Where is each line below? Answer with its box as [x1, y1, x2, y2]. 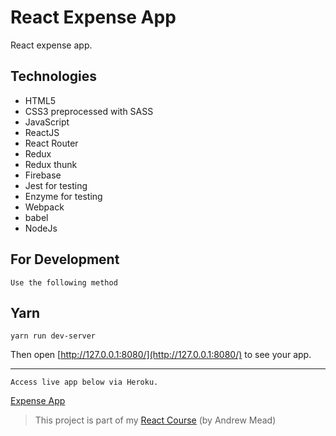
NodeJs [24, 222, 58, 234]
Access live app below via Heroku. [10, 377, 159, 388]
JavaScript [24, 116, 70, 128]
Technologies [10, 68, 98, 85]
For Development [10, 251, 120, 268]
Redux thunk [24, 158, 78, 170]
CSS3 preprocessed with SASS [24, 105, 154, 117]
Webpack [24, 201, 65, 213]
